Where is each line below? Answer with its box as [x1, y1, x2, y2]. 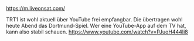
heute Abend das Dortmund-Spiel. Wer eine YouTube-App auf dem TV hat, [6, 23, 186, 29]
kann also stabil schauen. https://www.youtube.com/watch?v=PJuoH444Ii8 [6, 28, 189, 35]
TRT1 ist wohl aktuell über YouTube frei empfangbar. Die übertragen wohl [6, 16, 183, 23]
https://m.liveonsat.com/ [6, 5, 66, 12]
